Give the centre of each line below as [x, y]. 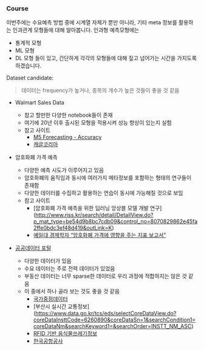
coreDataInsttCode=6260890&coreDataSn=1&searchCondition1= [114, 320]
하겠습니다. [28, 66]
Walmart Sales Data [40, 103]
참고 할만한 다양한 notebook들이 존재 [69, 115]
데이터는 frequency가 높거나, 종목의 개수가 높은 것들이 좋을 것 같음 [100, 91]
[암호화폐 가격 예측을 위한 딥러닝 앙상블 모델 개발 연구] [97, 208]
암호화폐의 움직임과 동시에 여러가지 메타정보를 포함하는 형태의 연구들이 [108, 178]
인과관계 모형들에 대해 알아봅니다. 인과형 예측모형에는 [76, 30]
